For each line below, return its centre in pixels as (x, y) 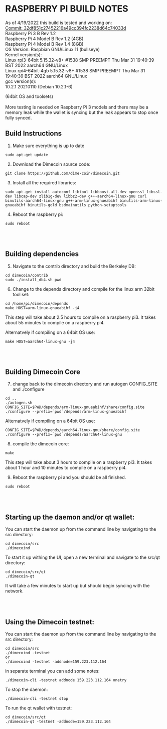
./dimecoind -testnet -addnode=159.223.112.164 (56, 662)
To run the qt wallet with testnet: (39, 708)
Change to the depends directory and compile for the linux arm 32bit (83, 289)
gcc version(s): (21, 81)
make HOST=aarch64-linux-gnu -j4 (40, 341)
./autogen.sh (19, 403)
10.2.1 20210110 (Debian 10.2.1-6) (39, 86)
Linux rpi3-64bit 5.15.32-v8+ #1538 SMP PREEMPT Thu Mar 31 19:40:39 (80, 60)
